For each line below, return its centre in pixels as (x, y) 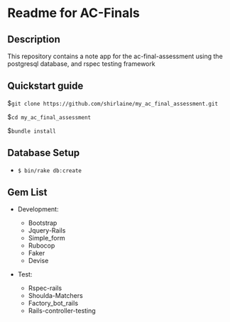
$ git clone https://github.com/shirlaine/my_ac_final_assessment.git (113, 103)
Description (34, 39)
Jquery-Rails (47, 231)
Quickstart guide (45, 86)
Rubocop (42, 245)
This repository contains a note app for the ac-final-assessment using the (115, 56)
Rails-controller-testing (62, 311)
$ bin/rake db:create (49, 171)
